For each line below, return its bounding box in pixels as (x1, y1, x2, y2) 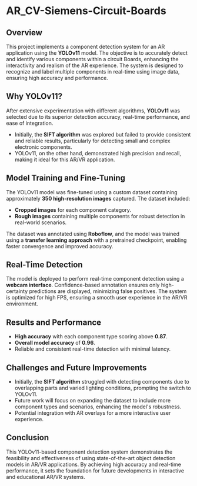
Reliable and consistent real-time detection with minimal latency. (14, 345, 171, 352)
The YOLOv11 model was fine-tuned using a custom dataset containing (6, 188, 178, 195)
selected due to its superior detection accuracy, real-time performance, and (6, 113, 190, 120)
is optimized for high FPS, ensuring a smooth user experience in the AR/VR (6, 294, 188, 301)
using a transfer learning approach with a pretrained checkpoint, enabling (6, 237, 187, 244)
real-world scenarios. (14, 219, 67, 226)
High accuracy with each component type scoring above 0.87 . (14, 333, 168, 340)
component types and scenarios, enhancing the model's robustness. (14, 403, 182, 410)
